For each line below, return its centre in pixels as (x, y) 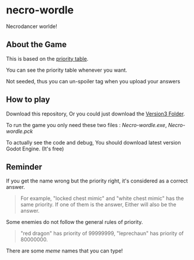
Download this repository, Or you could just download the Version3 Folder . (96, 114)
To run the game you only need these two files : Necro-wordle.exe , (86, 125)
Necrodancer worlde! (32, 26)
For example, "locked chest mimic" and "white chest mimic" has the (102, 198)
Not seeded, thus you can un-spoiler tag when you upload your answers (93, 81)
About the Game (37, 45)
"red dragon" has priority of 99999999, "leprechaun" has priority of (102, 233)
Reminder (24, 167)
